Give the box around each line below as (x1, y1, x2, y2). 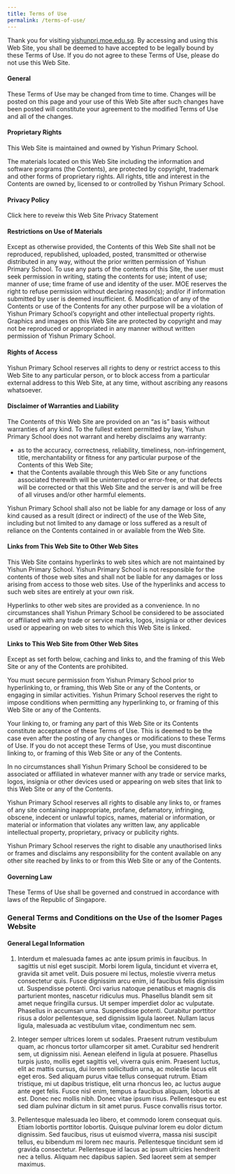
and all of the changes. (7, 112, 73, 120)
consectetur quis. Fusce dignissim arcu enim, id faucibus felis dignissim (17, 977, 225, 985)
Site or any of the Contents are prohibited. (7, 663, 129, 671)
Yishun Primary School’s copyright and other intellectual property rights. (7, 309, 215, 318)
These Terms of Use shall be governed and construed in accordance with (7, 888, 220, 896)
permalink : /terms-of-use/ (7, 17, 86, 24)
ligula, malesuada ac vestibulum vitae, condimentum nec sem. (17, 1021, 197, 1030)
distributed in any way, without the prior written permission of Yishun (7, 257, 206, 266)
